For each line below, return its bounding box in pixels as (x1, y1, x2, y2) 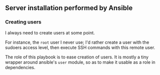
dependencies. (5, 64, 35, 70)
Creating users (5, 19, 42, 25)
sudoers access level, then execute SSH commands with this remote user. (5, 44, 156, 50)
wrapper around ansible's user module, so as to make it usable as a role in (5, 59, 156, 65)
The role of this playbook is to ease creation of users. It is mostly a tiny (5, 54, 149, 60)
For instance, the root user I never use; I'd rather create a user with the (5, 39, 149, 45)
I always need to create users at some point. (5, 29, 95, 36)
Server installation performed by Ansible (5, 4, 133, 12)
